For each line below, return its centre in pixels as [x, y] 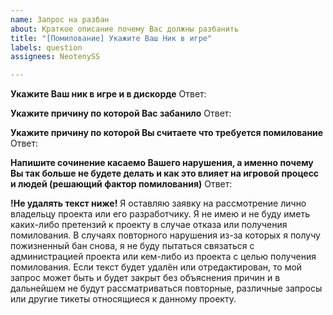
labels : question [46, 47]
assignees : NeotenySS [55, 57]
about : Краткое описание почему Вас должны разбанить [125, 29]
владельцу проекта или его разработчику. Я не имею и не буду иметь [160, 214]
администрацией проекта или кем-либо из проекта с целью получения [163, 257]
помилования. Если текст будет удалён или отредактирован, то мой [156, 267]
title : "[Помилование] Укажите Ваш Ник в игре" [111, 38]
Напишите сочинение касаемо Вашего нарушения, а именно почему [162, 163]
